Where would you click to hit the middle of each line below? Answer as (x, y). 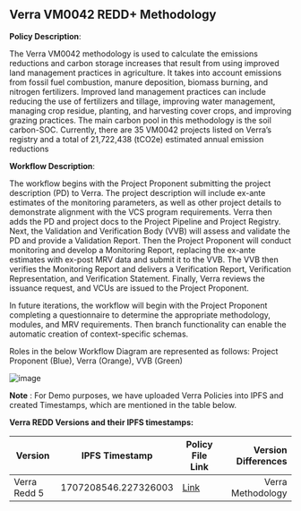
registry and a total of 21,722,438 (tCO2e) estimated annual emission (137, 139)
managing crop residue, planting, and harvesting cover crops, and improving (150, 110)
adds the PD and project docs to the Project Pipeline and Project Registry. (145, 221)
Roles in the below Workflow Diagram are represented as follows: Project (144, 351)
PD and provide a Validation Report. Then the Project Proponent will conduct (150, 240)
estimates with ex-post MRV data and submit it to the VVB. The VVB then (144, 260)
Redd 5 (29, 493)
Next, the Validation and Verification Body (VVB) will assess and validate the (150, 231)
